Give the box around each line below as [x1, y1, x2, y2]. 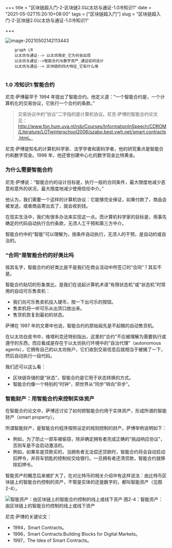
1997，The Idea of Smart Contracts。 [12, 537, 92, 543]
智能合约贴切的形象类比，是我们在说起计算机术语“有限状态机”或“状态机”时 [5, 281, 161, 288]
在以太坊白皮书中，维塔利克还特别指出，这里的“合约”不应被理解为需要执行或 [5, 333, 166, 339]
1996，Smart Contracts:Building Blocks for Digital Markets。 [12, 531, 141, 537]
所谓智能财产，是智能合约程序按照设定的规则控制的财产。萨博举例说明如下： [5, 425, 167, 431]
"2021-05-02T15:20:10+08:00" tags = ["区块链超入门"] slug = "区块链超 [5, 11, 157, 17]
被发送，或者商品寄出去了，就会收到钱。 [5, 202, 91, 209]
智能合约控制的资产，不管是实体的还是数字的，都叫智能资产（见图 [23, 479, 162, 485]
